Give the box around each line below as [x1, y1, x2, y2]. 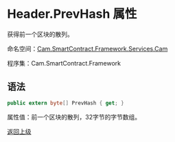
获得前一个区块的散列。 [7, 30, 73, 38]
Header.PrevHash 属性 [7, 6, 137, 22]
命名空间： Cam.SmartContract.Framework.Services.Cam [7, 44, 168, 53]
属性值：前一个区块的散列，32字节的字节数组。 [7, 113, 141, 121]
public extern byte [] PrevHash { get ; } [7, 100, 125, 106]
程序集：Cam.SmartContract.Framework [7, 59, 121, 67]
